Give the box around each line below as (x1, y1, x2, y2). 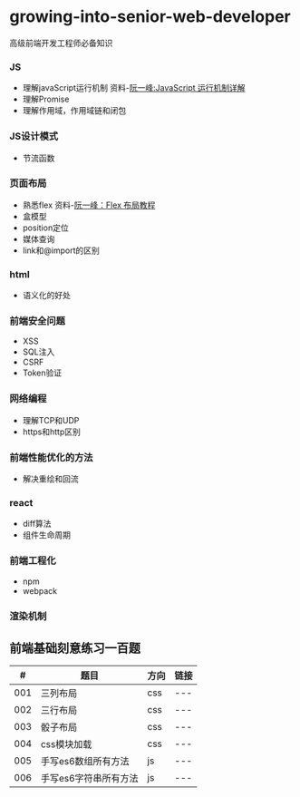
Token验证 (22, 367, 62, 378)
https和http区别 (22, 426, 82, 437)
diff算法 (22, 519, 52, 530)
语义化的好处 (22, 290, 71, 301)
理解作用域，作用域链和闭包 (22, 105, 127, 116)
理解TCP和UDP (22, 414, 80, 425)
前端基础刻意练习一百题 (9, 640, 140, 656)
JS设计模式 (9, 130, 59, 142)
